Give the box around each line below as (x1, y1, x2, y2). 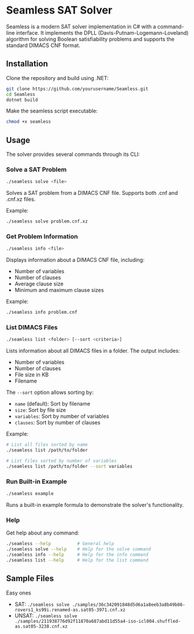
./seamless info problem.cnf (6, 310, 78, 316)
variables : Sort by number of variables (14, 413, 109, 420)
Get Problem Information (6, 233, 78, 241)
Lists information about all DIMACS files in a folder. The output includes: (6, 347, 180, 354)
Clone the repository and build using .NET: (6, 74, 109, 81)
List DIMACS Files (6, 323, 58, 331)
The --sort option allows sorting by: (6, 389, 94, 396)
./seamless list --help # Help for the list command (6, 557, 149, 563)
